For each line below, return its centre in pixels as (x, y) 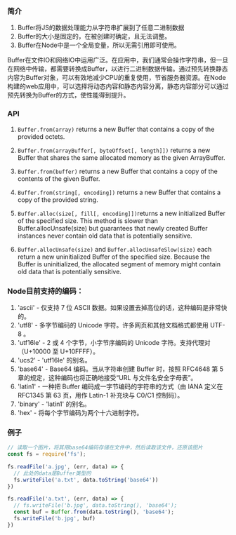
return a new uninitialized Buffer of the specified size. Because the (114, 257)
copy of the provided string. (58, 199)
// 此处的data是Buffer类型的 (52, 473)
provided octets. (41, 136)
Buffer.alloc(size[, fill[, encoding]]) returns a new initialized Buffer (122, 213)
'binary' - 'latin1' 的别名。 (54, 404)
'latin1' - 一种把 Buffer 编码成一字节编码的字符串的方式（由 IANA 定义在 (120, 386)
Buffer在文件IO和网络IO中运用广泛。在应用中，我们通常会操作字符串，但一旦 (118, 60)
